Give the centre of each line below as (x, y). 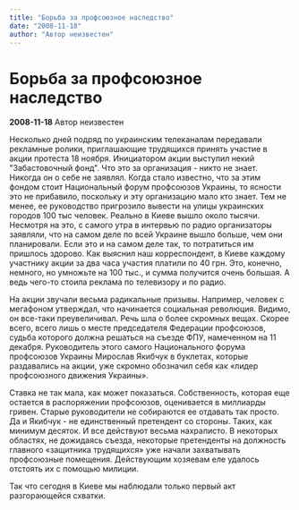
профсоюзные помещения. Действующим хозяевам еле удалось (134, 459)
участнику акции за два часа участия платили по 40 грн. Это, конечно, (145, 263)
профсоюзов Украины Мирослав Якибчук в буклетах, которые (129, 357)
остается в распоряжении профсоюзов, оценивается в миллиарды (138, 403)
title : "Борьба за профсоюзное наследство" (92, 17)
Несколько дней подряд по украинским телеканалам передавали (136, 140)
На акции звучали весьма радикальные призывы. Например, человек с (147, 300)
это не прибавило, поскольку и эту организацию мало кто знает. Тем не (148, 197)
